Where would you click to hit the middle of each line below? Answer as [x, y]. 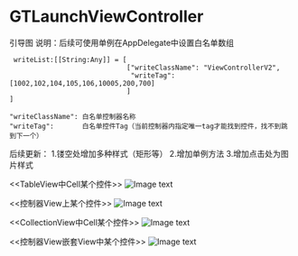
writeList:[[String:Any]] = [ [70, 59]
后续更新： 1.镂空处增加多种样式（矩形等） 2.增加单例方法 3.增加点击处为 [145, 153]
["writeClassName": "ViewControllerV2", [203, 68]
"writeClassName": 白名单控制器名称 [73, 116]
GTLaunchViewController [107, 17]
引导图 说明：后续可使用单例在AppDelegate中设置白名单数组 [122, 42]
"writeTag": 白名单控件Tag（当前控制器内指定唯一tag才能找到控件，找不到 [145, 126]
